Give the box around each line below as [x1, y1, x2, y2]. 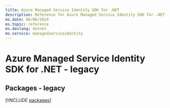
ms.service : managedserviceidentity [5, 31, 83, 36]
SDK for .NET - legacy [5, 64, 99, 75]
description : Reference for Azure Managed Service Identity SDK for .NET [5, 12, 165, 17]
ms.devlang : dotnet [5, 26, 47, 31]
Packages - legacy [5, 84, 65, 92]
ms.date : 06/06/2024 [5, 17, 49, 22]
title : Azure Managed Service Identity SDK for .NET [5, 7, 120, 13]
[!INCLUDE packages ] [5, 97, 51, 103]
